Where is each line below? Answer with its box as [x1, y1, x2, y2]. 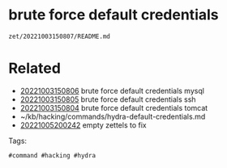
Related [8, 59, 61, 78]
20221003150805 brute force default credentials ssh [19, 94, 196, 104]
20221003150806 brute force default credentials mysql [19, 86, 205, 95]
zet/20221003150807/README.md [8, 32, 111, 40]
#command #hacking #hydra [8, 151, 96, 159]
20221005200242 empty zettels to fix [19, 120, 148, 130]
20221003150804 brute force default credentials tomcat [19, 103, 208, 112]
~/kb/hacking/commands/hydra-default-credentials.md [19, 111, 206, 121]
